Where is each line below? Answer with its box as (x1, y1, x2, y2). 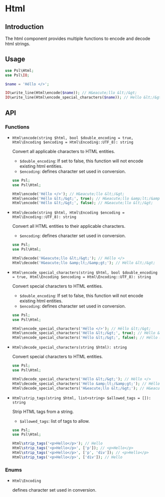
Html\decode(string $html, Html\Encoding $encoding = (12, 210, 125, 216)
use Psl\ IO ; (5, 72, 29, 78)
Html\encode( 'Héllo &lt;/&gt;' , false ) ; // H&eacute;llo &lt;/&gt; (12, 200, 154, 206)
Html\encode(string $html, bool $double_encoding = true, (12, 135, 134, 140)
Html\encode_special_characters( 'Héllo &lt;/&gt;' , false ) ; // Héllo (12, 335, 158, 340)
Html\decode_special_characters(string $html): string (12, 345, 127, 350)
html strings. (5, 41, 30, 47)
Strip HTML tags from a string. (12, 408, 74, 414)
